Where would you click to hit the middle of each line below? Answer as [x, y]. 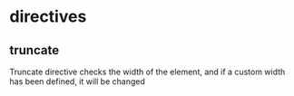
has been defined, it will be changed [77, 82]
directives [48, 17]
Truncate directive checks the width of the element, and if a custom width [147, 72]
